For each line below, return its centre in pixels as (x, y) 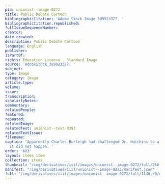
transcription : (21, 96)
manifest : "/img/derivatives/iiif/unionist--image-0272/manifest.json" (80, 169)
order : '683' (18, 151)
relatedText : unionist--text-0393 (41, 128)
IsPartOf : (15, 55)
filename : (15, 137)
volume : (13, 87)
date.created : (20, 37)
